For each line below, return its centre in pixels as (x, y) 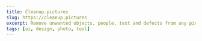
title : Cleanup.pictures (37, 12)
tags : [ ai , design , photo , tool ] (48, 29)
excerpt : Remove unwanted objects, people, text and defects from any (96, 23)
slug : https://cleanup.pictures (47, 17)
